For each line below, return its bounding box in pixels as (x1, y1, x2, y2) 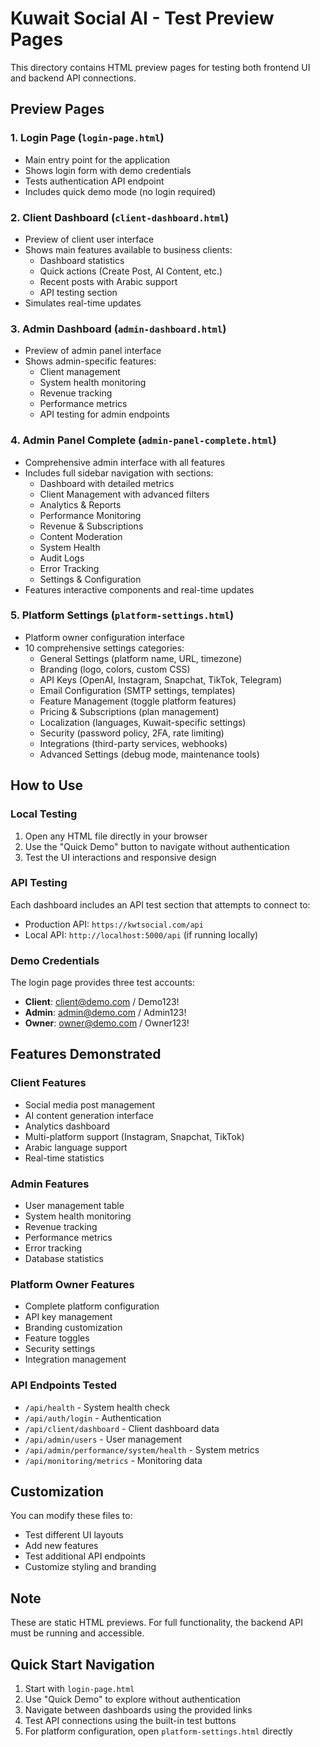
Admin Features (10, 1177, 90, 1191)
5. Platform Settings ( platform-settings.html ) (10, 608, 235, 622)
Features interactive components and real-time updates (24, 583, 255, 596)
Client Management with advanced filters (39, 488, 210, 500)
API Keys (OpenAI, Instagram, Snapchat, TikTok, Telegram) (39, 673, 283, 686)
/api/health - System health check (24, 1401, 170, 1413)
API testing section (39, 286, 118, 298)
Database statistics (24, 1253, 104, 1265)
